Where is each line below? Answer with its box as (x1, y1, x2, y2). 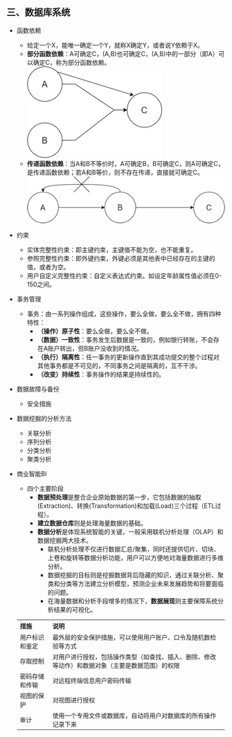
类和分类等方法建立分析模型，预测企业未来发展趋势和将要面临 (47, 579, 224, 588)
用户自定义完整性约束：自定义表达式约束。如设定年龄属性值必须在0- (26, 271, 222, 280)
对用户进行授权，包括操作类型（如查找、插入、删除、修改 (52, 653, 217, 661)
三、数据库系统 (6, 6, 71, 19)
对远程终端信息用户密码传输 (52, 677, 132, 685)
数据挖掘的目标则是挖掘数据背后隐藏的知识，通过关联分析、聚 (47, 570, 224, 579)
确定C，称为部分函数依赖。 (33, 58, 111, 66)
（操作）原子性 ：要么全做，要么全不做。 (37, 327, 153, 335)
